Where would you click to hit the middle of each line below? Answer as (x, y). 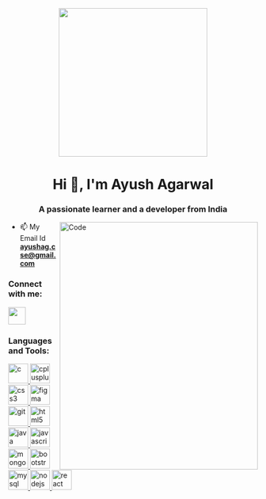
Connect (25, 284)
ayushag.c (38, 247)
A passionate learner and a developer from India (133, 209)
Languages (30, 341)
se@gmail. (38, 255)
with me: (25, 294)
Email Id (32, 238)
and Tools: (29, 350)
